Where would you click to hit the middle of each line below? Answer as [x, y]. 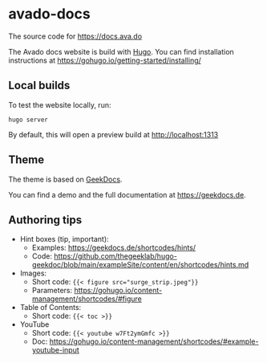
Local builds [39, 86]
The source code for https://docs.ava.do [75, 36]
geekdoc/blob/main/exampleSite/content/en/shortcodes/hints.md [140, 265]
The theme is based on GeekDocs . [65, 179]
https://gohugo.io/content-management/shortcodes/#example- [154, 341]
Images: [33, 273]
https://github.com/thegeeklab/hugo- [115, 256]
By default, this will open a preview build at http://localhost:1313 [113, 134]
